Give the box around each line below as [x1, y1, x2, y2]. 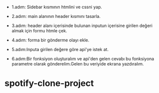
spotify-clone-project [4, 78, 94, 89]
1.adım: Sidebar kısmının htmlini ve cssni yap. [11, 4, 103, 10]
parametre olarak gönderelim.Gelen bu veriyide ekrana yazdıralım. [11, 61, 144, 66]
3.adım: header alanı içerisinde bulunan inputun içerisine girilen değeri [11, 23, 153, 28]
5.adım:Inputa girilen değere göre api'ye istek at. [11, 47, 109, 52]
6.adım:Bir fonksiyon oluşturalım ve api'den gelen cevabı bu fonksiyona [11, 56, 154, 62]
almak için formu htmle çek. [11, 28, 68, 33]
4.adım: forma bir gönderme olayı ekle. [11, 37, 89, 43]
